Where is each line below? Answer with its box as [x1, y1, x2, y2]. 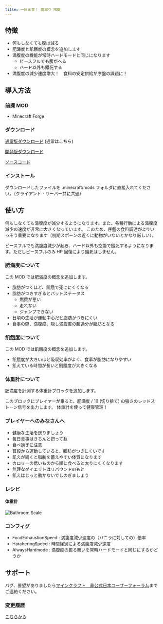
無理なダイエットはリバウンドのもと [12, 466, 85, 472]
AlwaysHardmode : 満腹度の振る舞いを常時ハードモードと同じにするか [12, 547, 154, 553]
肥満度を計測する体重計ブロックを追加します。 [5, 388, 99, 394]
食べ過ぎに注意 [12, 441, 42, 448]
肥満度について [5, 262, 40, 269]
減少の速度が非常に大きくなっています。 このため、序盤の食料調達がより [5, 226, 150, 232]
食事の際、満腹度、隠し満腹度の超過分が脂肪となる [12, 321, 115, 327]
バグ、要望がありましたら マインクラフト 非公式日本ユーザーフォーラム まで [5, 582, 158, 588]
